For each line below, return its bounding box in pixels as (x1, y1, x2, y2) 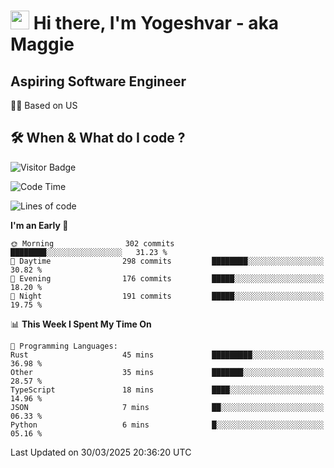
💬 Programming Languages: (10, 341, 118, 351)
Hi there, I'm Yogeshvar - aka (33, 12, 280, 35)
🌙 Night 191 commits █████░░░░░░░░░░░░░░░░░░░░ (10, 291, 325, 301)
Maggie (10, 33, 75, 56)
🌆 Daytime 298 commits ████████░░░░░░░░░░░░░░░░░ (10, 256, 325, 266)
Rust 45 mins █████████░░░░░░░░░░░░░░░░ (10, 350, 325, 360)
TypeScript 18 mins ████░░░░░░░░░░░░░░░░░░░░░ (10, 385, 325, 395)
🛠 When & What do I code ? (10, 130, 186, 147)
